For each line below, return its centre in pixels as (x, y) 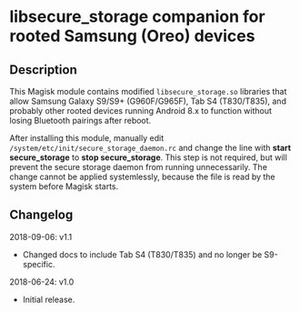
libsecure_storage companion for (137, 17)
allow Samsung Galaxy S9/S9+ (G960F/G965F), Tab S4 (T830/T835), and (148, 101)
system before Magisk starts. (64, 186)
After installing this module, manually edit (87, 138)
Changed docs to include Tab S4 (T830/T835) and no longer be (142, 254)
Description (43, 70)
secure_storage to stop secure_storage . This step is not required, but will (149, 157)
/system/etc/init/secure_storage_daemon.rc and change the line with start (150, 148)
